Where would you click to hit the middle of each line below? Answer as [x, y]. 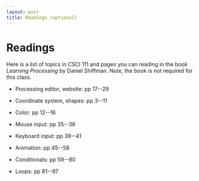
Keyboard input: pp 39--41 [48, 136]
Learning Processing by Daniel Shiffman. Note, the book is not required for [99, 71]
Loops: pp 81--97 [37, 171]
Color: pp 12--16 [35, 112]
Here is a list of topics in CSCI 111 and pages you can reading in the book [97, 64]
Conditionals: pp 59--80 [45, 160]
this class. [19, 77]
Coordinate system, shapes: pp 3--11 [61, 101]
